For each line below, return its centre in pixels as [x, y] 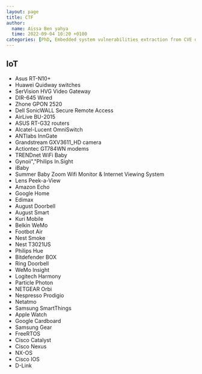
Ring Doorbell [32, 263]
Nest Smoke [30, 238]
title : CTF [20, 17]
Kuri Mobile [29, 219]
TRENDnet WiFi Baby [41, 155]
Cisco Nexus [31, 346]
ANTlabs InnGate [36, 136]
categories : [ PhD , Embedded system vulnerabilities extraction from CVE [99, 40]
